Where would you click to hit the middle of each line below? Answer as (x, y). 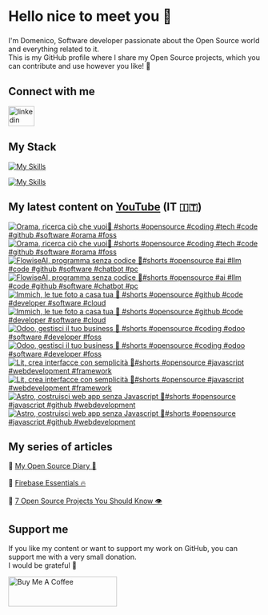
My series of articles (61, 447)
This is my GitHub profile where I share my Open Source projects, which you (134, 58)
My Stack (32, 147)
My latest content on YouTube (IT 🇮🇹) (105, 207)
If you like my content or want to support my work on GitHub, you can (123, 549)
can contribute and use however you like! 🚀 (80, 66)
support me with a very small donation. (73, 557)
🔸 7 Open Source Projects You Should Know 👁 (85, 501)
